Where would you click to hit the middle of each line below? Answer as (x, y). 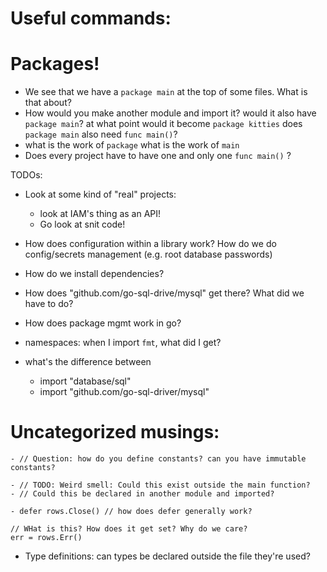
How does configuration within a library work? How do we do (150, 244)
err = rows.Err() (46, 538)
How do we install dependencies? (94, 274)
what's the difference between (88, 362)
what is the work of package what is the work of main (132, 145)
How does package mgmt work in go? (103, 323)
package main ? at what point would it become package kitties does (163, 124)
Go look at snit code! (82, 224)
